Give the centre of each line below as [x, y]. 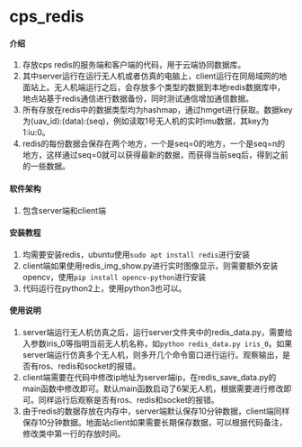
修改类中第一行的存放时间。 [74, 433]
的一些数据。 [46, 166]
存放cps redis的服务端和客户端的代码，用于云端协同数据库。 [134, 65]
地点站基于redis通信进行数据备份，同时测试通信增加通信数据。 [138, 99]
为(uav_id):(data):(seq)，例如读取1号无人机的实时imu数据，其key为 [146, 121]
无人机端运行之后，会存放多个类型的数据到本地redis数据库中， [169, 87]
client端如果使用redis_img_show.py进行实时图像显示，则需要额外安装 [150, 265]
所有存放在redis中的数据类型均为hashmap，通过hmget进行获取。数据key [157, 110]
